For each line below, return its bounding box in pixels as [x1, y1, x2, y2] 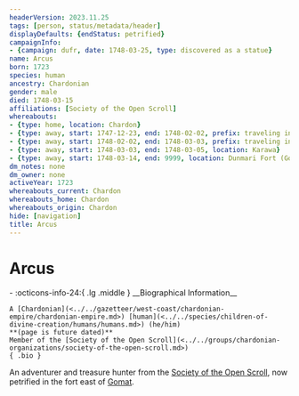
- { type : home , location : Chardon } [9, 121, 141, 130]
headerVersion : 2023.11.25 [9, 12, 109, 22]
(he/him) [148, 320, 181, 329]
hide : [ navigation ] [9, 211, 82, 221]
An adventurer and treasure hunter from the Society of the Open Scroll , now [9, 367, 288, 378]
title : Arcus [9, 220, 58, 229]
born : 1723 [9, 63, 50, 72]
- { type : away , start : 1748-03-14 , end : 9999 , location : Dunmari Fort [9, 153, 277, 163]
